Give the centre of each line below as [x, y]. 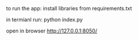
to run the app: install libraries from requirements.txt [69, 8]
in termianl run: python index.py [45, 19]
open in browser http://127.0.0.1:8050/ [52, 31]
